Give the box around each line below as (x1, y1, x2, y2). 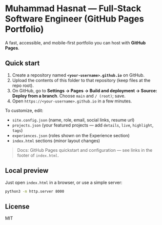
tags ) (12, 127, 23, 133)
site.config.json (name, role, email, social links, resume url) (12, 117, 135, 123)
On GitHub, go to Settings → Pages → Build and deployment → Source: (12, 87, 158, 93)
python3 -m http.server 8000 (5, 189, 64, 194)
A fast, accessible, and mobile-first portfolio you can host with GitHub (5, 40, 146, 45)
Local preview (5, 166, 49, 175)
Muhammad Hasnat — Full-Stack (5, 3, 142, 14)
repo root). (12, 82, 34, 88)
